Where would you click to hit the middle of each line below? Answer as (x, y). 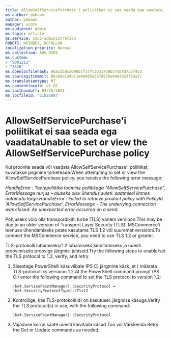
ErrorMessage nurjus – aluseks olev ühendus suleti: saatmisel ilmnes (78, 193)
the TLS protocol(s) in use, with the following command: (72, 306)
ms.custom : (17, 57)
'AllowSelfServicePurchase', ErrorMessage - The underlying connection (81, 204)
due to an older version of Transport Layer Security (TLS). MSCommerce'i (83, 225)
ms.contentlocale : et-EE (32, 86)
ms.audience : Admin (26, 29)
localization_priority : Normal (38, 48)
